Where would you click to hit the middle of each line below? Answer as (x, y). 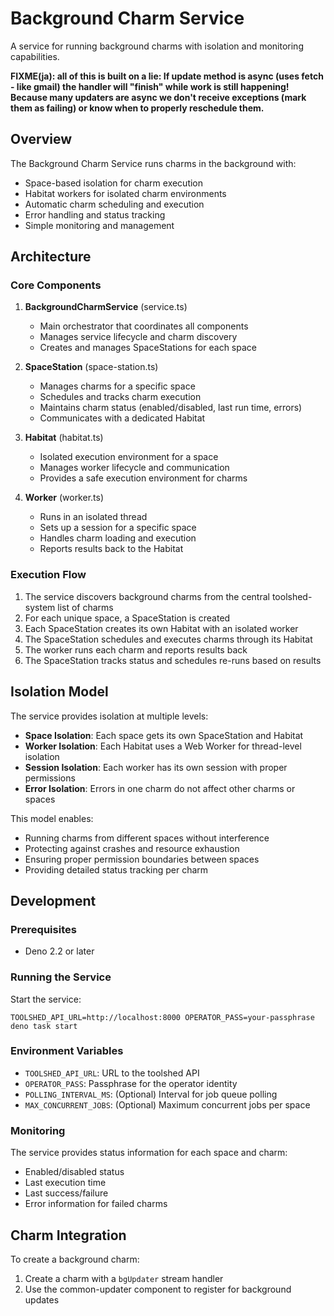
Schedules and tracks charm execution (120, 397)
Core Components (56, 285)
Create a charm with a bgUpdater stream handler (124, 1278)
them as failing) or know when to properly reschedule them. (137, 108)
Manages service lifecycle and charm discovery (138, 337)
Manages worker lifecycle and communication (134, 468)
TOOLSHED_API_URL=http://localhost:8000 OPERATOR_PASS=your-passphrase (162, 1017)
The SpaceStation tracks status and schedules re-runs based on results (173, 660)
